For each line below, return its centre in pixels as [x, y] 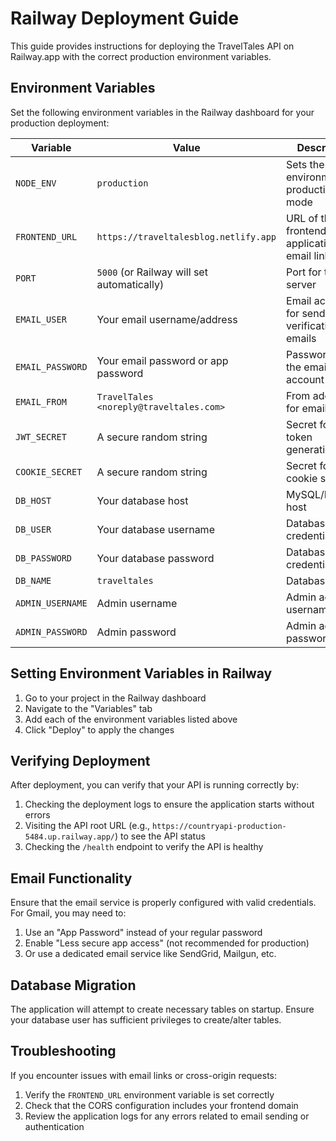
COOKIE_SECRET [49, 471]
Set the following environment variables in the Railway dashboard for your [162, 112]
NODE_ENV [36, 183]
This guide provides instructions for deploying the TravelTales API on [152, 46]
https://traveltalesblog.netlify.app [186, 236]
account [305, 379]
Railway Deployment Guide [125, 18]
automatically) [130, 284]
